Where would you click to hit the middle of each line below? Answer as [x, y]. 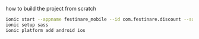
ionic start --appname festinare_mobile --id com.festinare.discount [94, 19]
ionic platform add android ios [45, 30]
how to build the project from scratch [51, 9]
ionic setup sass [27, 25]
